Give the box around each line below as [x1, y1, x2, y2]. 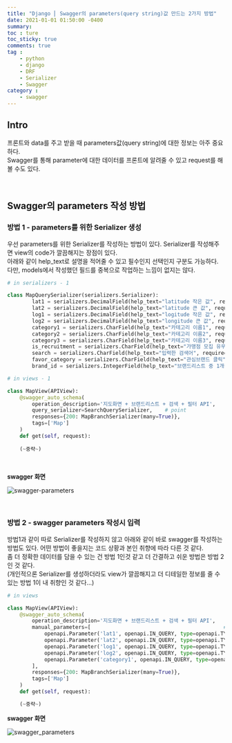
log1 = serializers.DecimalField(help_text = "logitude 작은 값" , [32, 311, 216, 318]
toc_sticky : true [7, 36, 57, 43]
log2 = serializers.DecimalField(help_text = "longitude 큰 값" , [32, 318, 215, 324]
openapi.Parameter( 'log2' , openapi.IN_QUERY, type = [43, 650, 196, 657]
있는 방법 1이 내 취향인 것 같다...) [7, 578, 95, 587]
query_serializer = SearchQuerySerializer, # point [32, 407, 187, 414]
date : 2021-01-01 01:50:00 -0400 [7, 17, 104, 24]
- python [19, 55, 45, 62]
